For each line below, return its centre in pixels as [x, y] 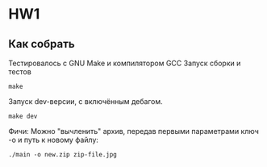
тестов [20, 72]
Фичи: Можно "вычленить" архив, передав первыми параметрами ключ [134, 131]
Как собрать [42, 44]
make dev [23, 116]
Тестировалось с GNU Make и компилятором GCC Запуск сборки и [125, 63]
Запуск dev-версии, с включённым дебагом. [86, 101]
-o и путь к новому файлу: [54, 140]
